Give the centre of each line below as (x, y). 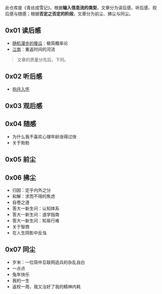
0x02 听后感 (24, 77)
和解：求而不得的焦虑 (33, 196)
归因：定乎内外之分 (31, 190)
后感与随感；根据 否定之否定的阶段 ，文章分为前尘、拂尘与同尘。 (69, 14)
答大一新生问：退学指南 (36, 215)
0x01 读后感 (23, 30)
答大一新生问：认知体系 (36, 208)
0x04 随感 (21, 124)
